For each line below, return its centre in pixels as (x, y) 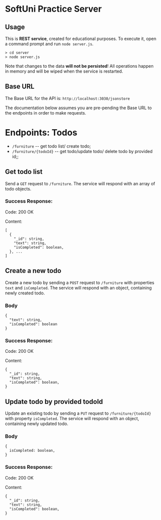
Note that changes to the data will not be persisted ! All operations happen (79, 66)
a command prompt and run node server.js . (49, 44)
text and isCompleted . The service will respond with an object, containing (78, 288)
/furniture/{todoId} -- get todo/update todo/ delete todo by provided (82, 151)
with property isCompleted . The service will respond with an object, (72, 419)
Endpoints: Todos (41, 133)
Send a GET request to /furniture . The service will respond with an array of (80, 183)
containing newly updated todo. (37, 424)
